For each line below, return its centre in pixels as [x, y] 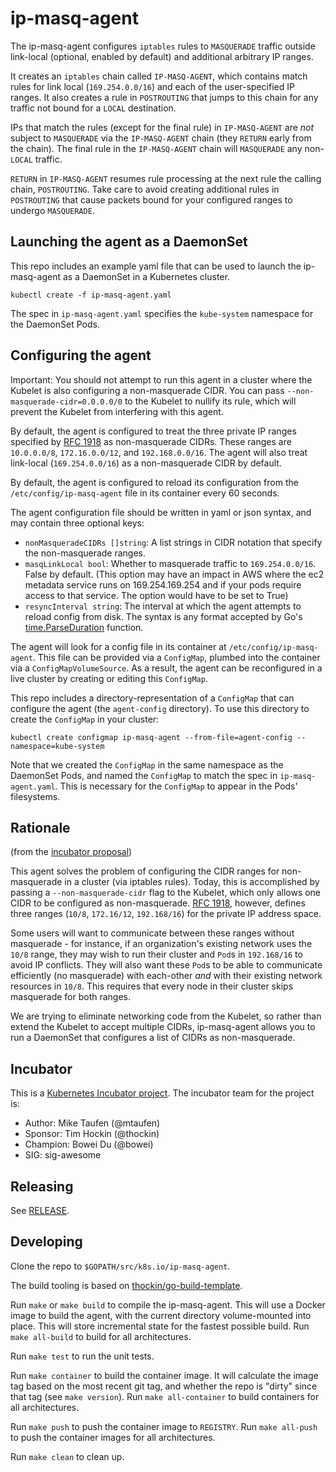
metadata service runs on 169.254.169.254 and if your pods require [163, 584]
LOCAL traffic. [36, 159]
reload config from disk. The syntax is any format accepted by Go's [163, 616]
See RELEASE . [40, 1210]
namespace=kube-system [57, 746]
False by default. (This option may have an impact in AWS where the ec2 [174, 574]
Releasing [42, 1186]
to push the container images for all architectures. [113, 1437]
